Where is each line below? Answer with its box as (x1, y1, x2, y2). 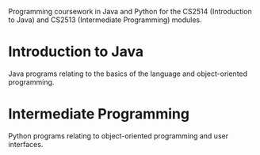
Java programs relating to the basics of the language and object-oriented (8, 69, 248, 78)
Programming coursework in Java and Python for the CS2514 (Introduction (8, 7, 252, 16)
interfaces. (8, 139, 44, 149)
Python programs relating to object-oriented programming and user (8, 130, 228, 141)
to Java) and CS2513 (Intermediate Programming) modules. (8, 15, 202, 25)
